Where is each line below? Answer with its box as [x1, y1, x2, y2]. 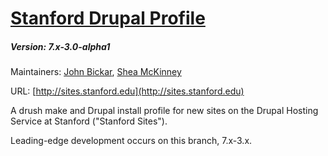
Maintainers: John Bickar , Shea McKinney [10, 66, 182, 78]
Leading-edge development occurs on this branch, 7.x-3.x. [10, 135, 253, 147]
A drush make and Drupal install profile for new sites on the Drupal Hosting [10, 105, 319, 117]
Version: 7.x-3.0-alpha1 [10, 40, 111, 52]
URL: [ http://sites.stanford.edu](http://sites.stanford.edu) [10, 85, 245, 97]
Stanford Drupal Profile [10, 7, 206, 30]
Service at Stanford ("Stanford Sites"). [10, 115, 168, 127]
